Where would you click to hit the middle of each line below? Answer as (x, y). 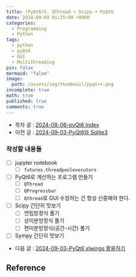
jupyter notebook (36, 162)
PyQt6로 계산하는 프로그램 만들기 (54, 177)
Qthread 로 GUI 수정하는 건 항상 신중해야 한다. (77, 198)
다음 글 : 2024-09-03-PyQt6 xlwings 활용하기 (70, 248)
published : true (26, 101)
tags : (13, 40)
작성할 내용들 (24, 149)
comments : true (25, 107)
